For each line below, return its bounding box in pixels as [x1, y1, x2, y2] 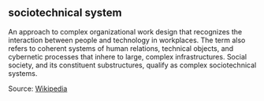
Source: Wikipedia [8, 84, 68, 93]
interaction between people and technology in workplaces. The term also [8, 35, 246, 45]
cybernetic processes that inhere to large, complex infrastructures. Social [8, 52, 247, 61]
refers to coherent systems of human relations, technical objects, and [8, 43, 234, 53]
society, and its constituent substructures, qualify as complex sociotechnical [8, 60, 257, 70]
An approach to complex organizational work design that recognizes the [8, 27, 243, 36]
